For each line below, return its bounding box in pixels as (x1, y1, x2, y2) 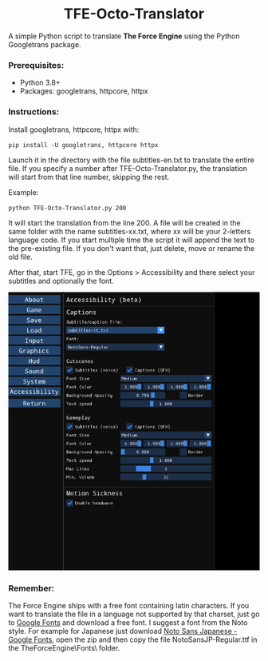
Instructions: (8, 106, 60, 117)
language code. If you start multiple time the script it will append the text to (8, 235, 255, 245)
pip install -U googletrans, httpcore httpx (8, 141, 159, 149)
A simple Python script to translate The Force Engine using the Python (8, 31, 240, 41)
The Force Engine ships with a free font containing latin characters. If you (8, 601, 250, 611)
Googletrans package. (8, 39, 81, 49)
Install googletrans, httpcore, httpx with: (8, 125, 140, 134)
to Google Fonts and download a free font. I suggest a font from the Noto (8, 618, 248, 627)
